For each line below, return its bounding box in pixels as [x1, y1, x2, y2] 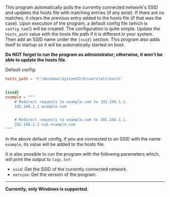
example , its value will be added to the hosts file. [5, 141, 105, 147]
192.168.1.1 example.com [14, 104, 67, 109]
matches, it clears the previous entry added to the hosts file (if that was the [5, 15, 162, 21]
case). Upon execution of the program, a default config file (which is [5, 20, 148, 26]
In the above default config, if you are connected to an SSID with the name [5, 136, 161, 142]
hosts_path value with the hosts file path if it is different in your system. [5, 31, 154, 37]
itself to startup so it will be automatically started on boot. [5, 42, 125, 47]
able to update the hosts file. [5, 57, 67, 62]
